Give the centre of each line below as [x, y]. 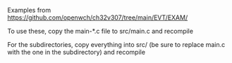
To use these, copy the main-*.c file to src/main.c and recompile [100, 31]
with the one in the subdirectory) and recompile [77, 52]
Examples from [29, 10]
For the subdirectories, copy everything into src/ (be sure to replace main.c [116, 44]
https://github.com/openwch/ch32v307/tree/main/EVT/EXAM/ [98, 17]
